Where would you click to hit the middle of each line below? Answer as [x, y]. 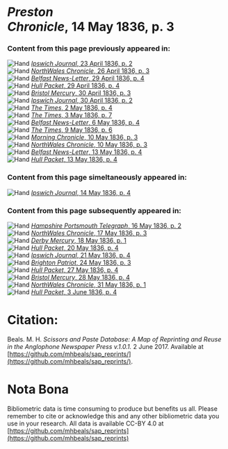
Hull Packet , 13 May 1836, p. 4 [74, 160]
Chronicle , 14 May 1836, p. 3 [91, 27]
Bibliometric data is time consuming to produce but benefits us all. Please [112, 408]
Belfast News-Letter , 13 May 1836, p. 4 [87, 152]
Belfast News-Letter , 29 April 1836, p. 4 [88, 78]
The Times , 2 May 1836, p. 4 [72, 108]
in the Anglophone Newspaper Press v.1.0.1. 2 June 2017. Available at [105, 347]
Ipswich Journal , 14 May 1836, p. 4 [81, 192]
